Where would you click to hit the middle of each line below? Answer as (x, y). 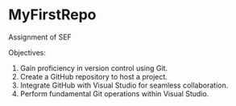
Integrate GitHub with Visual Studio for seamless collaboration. (124, 85)
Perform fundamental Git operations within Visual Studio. (114, 93)
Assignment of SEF (40, 37)
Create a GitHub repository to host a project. (93, 76)
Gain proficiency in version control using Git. (93, 68)
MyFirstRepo (52, 15)
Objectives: (27, 52)
